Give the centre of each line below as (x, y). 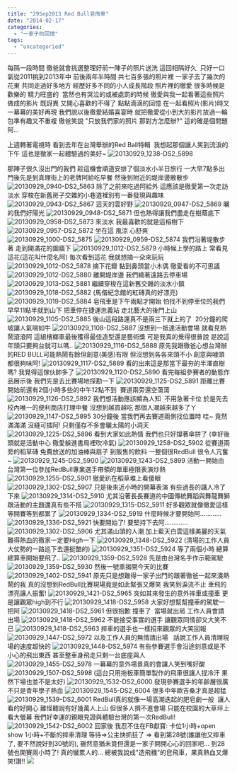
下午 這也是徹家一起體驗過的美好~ (57, 154)
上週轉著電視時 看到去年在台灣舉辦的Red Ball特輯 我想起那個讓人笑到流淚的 (118, 145)
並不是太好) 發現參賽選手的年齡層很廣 (130, 681)
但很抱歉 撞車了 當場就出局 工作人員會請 (165, 611)
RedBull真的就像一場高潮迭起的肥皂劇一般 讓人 (162, 699)
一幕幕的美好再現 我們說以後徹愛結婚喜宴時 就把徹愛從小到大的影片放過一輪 (117, 112)
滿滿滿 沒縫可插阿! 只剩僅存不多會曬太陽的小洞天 (78, 425)
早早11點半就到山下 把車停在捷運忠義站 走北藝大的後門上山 (92, 310)
